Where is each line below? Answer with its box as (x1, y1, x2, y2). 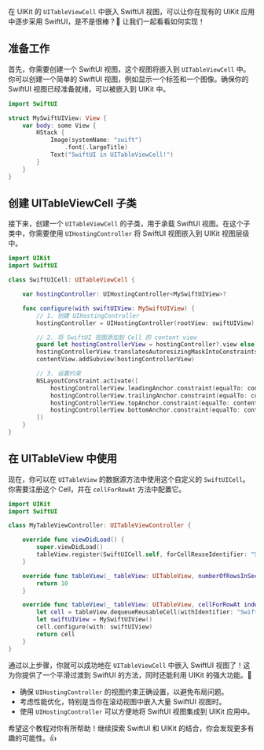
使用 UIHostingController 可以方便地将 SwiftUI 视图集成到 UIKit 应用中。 (19, 707, 255, 716)
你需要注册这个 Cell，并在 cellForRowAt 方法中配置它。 (8, 484, 186, 494)
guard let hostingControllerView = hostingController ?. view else (36, 341, 255, 349)
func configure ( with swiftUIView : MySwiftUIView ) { (22, 304, 195, 312)
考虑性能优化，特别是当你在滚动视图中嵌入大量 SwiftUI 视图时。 (19, 696, 226, 706)
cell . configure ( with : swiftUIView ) (36, 623, 153, 631)
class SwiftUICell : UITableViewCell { (8, 276, 135, 284)
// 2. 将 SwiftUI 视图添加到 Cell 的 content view (36, 334, 197, 341)
